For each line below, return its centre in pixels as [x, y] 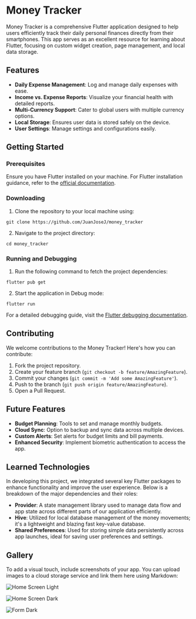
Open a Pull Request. [40, 390]
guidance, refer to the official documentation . [61, 183]
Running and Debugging [41, 259]
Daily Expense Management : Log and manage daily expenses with [96, 84]
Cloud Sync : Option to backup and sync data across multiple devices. [99, 429]
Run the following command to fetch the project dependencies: [91, 272]
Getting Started [35, 147]
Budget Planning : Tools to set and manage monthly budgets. [89, 423]
